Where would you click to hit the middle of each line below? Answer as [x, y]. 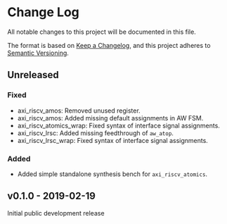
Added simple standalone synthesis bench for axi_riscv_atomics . [112, 174]
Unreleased [33, 75]
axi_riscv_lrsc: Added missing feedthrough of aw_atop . [96, 133]
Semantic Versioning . [38, 53]
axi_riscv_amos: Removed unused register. [79, 111]
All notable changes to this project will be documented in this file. [102, 32]
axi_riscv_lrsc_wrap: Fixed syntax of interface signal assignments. [113, 140]
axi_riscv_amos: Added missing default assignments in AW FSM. [110, 118]
